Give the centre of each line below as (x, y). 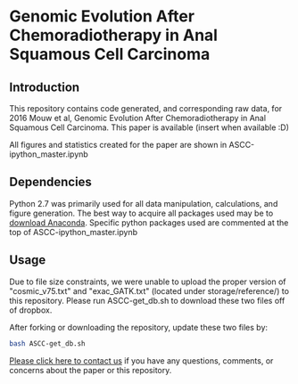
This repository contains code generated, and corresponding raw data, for (146, 108)
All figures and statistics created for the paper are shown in (118, 145)
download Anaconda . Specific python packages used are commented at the (149, 222)
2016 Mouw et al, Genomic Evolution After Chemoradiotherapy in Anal (137, 118)
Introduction (45, 87)
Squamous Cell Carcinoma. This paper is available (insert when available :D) (149, 127)
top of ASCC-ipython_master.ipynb (74, 232)
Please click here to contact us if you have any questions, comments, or (141, 360)
